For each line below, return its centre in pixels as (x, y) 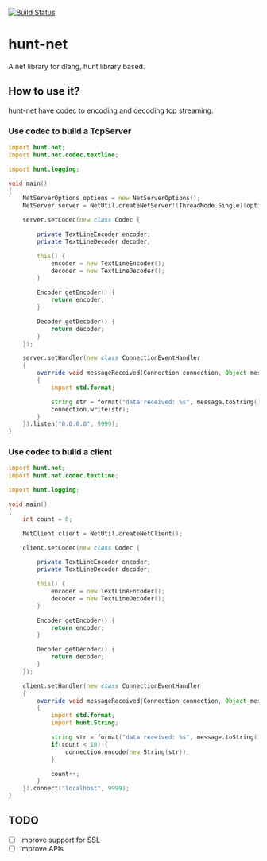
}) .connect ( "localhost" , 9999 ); (76, 789)
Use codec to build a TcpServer (70, 131)
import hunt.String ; (85, 723)
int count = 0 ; (48, 519)
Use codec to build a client (60, 452)
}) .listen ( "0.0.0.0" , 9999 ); (71, 424)
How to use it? (44, 91)
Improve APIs (41, 848)
